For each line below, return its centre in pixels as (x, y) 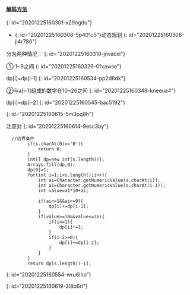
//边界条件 (23, 139)
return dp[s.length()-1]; (60, 264)
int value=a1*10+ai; (63, 191)
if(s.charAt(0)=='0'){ (56, 144)
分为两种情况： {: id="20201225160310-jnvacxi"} (66, 54)
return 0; (50, 149)
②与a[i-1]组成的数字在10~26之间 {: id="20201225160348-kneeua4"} (91, 91)
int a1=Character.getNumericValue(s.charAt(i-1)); (102, 186)
